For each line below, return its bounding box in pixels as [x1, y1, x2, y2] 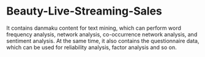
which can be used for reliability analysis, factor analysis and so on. [6, 44, 177, 51]
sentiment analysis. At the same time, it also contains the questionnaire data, [6, 37, 199, 44]
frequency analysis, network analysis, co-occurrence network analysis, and [6, 30, 198, 38]
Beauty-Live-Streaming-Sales [6, 4, 162, 18]
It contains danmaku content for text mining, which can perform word [6, 24, 182, 32]
